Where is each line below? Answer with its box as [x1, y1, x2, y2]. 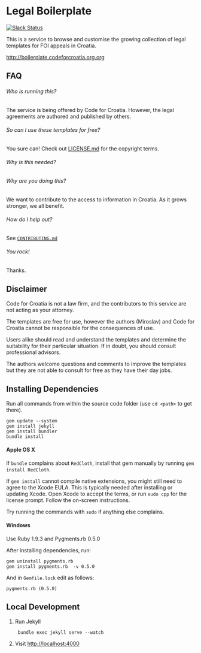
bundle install [6, 433, 44, 440]
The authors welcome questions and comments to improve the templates [6, 360, 187, 367]
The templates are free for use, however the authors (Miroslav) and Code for [6, 318, 195, 325]
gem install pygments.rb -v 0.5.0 [6, 563, 95, 570]
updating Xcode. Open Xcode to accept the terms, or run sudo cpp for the [6, 490, 187, 497]
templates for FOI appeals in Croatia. [6, 42, 97, 49]
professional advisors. [6, 349, 61, 356]
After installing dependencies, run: [6, 546, 92, 554]
